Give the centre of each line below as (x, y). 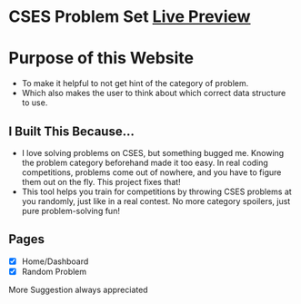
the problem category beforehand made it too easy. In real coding (145, 162)
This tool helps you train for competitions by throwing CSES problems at (156, 191)
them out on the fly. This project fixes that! (101, 181)
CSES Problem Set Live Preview (130, 17)
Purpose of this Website (101, 59)
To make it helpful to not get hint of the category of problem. (135, 83)
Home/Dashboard (55, 261)
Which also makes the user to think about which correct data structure (154, 93)
